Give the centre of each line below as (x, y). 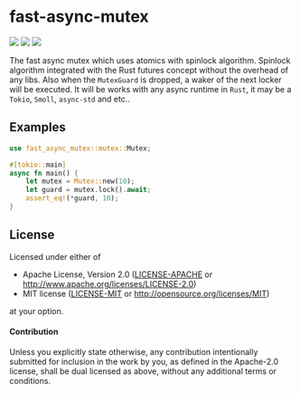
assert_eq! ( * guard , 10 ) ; (72, 198)
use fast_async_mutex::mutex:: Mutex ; (80, 148)
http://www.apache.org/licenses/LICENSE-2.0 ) (109, 283)
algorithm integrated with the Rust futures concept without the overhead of (149, 70)
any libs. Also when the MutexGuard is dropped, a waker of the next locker (145, 80)
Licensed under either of (55, 256)
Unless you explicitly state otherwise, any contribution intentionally (134, 351)
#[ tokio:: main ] (38, 165)
